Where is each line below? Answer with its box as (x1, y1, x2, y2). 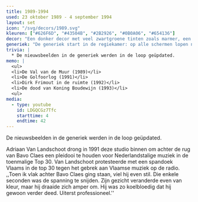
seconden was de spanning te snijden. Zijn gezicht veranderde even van (6, 177, 182, 184)
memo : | (6, 58, 25, 64)
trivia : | (6, 47, 31, 53)
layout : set (6, 19, 35, 25)
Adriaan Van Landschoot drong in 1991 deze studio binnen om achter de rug (6, 145, 190, 153)
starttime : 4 (16, 112, 49, 118)
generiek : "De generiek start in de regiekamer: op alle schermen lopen (6, 42, 189, 48)
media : (6, 96, 22, 102)
